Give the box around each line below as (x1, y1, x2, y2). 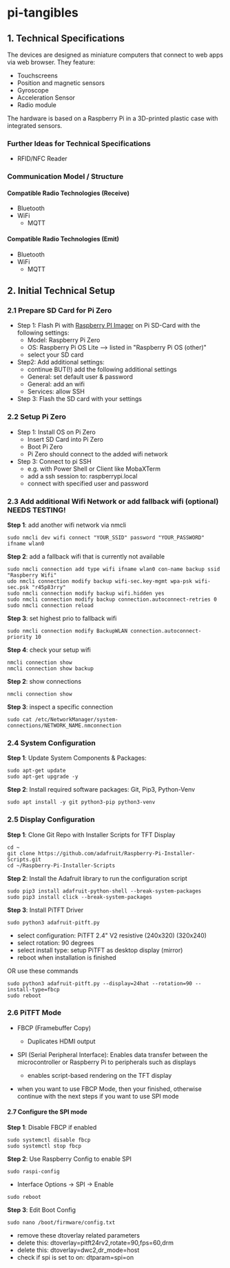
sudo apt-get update (7, 767, 67, 774)
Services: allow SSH (27, 387, 85, 395)
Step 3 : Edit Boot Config (7, 1206, 76, 1214)
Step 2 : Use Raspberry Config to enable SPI (7, 1155, 132, 1163)
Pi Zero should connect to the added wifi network (27, 449, 168, 458)
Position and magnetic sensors (17, 79, 105, 87)
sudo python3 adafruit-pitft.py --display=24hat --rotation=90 (7, 980, 193, 987)
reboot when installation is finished (17, 953, 117, 962)
